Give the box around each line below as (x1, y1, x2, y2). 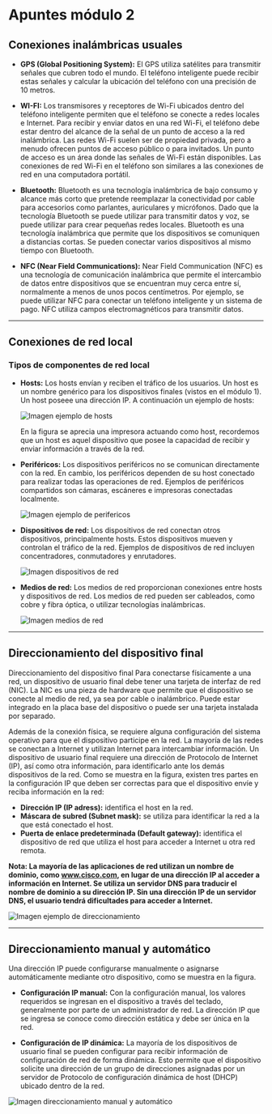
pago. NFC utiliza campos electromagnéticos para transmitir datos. (19, 304, 244, 313)
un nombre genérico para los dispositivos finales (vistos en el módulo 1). (19, 386, 261, 396)
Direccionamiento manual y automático (8, 942, 211, 956)
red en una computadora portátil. (19, 170, 131, 179)
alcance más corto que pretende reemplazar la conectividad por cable (19, 194, 255, 203)
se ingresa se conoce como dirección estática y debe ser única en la (19, 1014, 250, 1023)
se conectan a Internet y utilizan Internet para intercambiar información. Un (8, 743, 260, 754)
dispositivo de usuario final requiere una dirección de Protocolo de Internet (8, 752, 258, 762)
